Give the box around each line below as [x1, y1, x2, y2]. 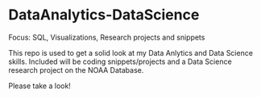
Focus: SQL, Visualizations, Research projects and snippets [8, 32, 205, 42]
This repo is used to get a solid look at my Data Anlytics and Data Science [8, 48, 254, 57]
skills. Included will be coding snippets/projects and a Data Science [8, 57, 232, 66]
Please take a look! [8, 81, 71, 91]
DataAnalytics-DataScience [8, 6, 200, 24]
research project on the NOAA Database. [8, 65, 144, 74]
